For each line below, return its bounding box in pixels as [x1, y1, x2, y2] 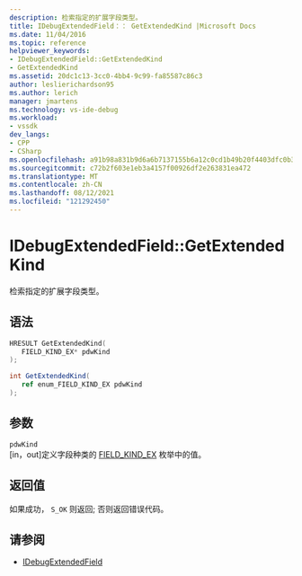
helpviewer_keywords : [9, 47, 91, 56]
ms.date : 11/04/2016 [9, 30, 87, 39]
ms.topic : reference [9, 38, 87, 48]
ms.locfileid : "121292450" [9, 197, 111, 207]
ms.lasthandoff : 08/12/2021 [9, 189, 115, 198]
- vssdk [9, 122, 39, 131]
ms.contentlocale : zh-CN [9, 181, 102, 190]
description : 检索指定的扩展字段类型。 [9, 13, 142, 22]
